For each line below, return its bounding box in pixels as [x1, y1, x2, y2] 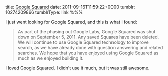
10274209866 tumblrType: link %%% [5, 9, 83, 15]
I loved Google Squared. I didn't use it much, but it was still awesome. [5, 65, 150, 71]
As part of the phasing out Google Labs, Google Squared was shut [17, 29, 156, 34]
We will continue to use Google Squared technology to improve [17, 39, 149, 45]
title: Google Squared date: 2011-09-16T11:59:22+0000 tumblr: [5, 4, 135, 10]
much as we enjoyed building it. [17, 55, 84, 61]
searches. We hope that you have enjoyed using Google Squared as [17, 50, 159, 56]
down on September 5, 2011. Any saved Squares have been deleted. [17, 34, 159, 40]
